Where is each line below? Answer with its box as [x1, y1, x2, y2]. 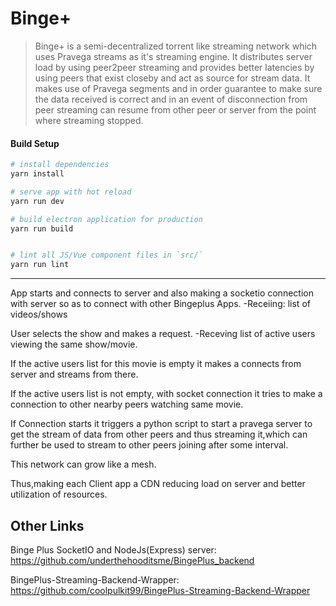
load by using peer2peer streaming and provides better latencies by [34, 61, 315, 73]
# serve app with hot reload [10, 187, 132, 197]
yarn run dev [10, 196, 65, 206]
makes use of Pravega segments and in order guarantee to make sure [34, 82, 323, 94]
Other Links [10, 517, 85, 534]
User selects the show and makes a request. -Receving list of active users [10, 328, 316, 340]
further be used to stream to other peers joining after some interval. [10, 439, 289, 451]
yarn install [10, 169, 65, 179]
